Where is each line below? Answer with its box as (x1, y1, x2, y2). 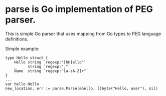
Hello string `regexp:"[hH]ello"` (14, 59, 86, 64)
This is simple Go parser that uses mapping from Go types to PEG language (5, 30, 161, 36)
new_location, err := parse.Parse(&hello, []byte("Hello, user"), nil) (5, 86, 158, 91)
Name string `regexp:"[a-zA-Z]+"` (14, 68, 89, 73)
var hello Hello (5, 81, 39, 86)
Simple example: (5, 45, 40, 51)
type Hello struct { (5, 55, 49, 60)
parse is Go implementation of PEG (5, 3, 153, 15)
